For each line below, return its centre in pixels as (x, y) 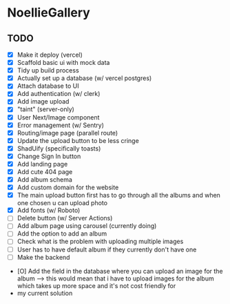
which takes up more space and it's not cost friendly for (96, 285)
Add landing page (42, 164)
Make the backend (43, 257)
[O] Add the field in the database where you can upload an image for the (120, 271)
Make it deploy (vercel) (50, 55)
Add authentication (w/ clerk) (59, 94)
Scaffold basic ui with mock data (63, 63)
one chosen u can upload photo (62, 203)
